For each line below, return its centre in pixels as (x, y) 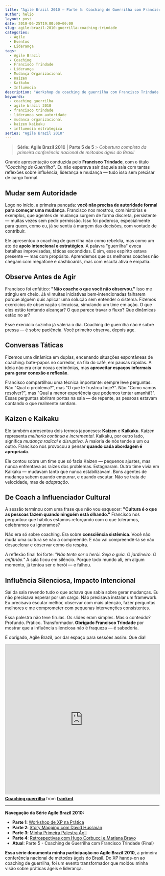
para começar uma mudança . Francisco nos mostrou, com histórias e (76, 210)
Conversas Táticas (34, 345)
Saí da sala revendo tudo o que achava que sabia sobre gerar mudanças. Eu (82, 592)
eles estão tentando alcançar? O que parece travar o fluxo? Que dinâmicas (80, 310)
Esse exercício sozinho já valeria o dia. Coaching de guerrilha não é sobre (80, 324)
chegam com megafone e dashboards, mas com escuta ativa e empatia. (78, 262)
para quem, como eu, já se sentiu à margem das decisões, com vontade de (81, 226)
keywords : (15, 96)
